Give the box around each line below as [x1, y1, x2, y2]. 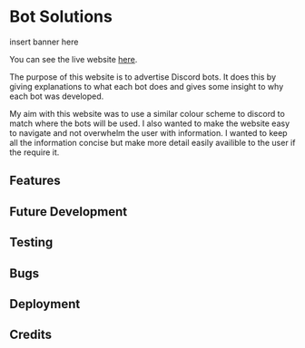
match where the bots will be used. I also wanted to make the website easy [9, 118, 290, 129]
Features [9, 173, 61, 188]
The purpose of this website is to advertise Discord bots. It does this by [9, 71, 277, 82]
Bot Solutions [9, 6, 113, 27]
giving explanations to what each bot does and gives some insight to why [9, 81, 284, 92]
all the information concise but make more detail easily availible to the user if [9, 137, 296, 148]
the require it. [9, 147, 60, 158]
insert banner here [9, 36, 79, 47]
